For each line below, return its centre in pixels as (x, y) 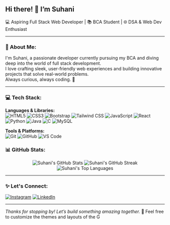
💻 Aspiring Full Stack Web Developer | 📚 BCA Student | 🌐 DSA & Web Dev (83, 22)
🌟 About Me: (21, 47)
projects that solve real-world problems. (47, 74)
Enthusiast (16, 29)
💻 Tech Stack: (24, 98)
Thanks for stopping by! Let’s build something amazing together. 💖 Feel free (84, 211)
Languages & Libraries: (30, 110)
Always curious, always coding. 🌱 (40, 79)
